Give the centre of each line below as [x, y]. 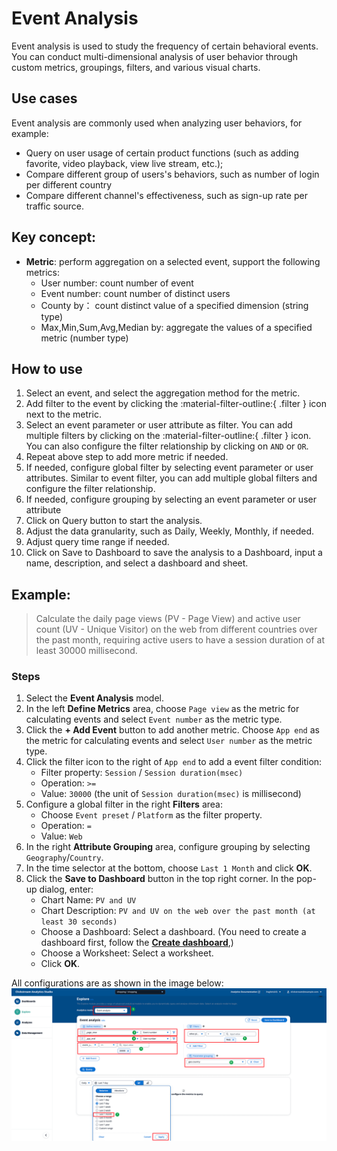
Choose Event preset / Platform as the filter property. [151, 815]
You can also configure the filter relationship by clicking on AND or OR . [167, 446]
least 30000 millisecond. [86, 651]
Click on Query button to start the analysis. [114, 521]
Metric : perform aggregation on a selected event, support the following [173, 261]
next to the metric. [63, 414]
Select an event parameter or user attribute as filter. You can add [159, 425]
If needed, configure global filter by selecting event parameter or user [169, 468]
